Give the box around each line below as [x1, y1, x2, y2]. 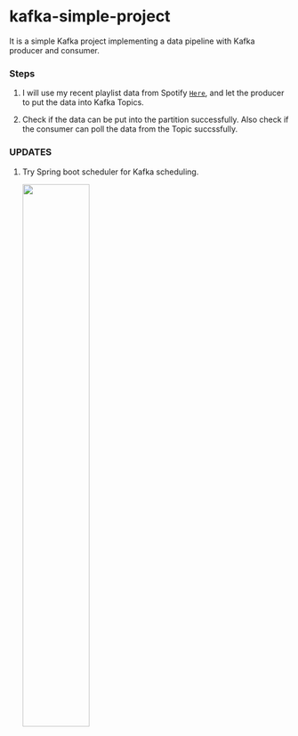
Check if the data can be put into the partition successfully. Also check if [21, 114, 289, 125]
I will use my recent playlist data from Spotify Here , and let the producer [21, 87, 285, 99]
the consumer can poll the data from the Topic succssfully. [21, 124, 238, 134]
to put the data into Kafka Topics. [21, 97, 144, 108]
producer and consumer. [9, 44, 101, 55]
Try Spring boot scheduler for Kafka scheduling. [21, 166, 199, 177]
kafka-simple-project [9, 6, 171, 27]
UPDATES [9, 146, 52, 158]
